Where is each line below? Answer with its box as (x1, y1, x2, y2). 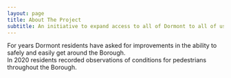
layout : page (7, 10, 45, 17)
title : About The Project (7, 16, 81, 23)
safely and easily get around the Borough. (7, 49, 126, 57)
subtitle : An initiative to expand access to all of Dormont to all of (7, 23, 217, 29)
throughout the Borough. (7, 63, 77, 72)
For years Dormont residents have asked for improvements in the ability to (7, 42, 217, 50)
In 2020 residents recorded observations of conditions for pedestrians (7, 56, 207, 64)
